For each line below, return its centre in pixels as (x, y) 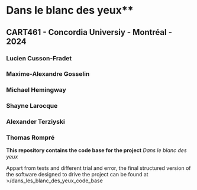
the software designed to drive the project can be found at (77, 175)
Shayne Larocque (32, 106)
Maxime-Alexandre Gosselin (48, 74)
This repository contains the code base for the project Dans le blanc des (97, 150)
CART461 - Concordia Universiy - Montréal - (89, 32)
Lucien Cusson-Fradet (39, 58)
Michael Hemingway (36, 90)
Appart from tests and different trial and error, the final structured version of (98, 168)
